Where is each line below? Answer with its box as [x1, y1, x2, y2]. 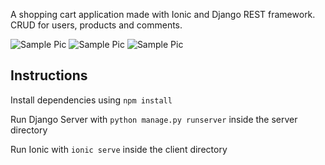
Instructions [10, 67, 88, 84]
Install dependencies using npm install [10, 94, 173, 106]
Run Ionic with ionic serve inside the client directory [10, 143, 228, 155]
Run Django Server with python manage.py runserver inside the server [10, 113, 298, 125]
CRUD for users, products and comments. [10, 19, 183, 31]
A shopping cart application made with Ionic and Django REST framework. [10, 9, 316, 20]
